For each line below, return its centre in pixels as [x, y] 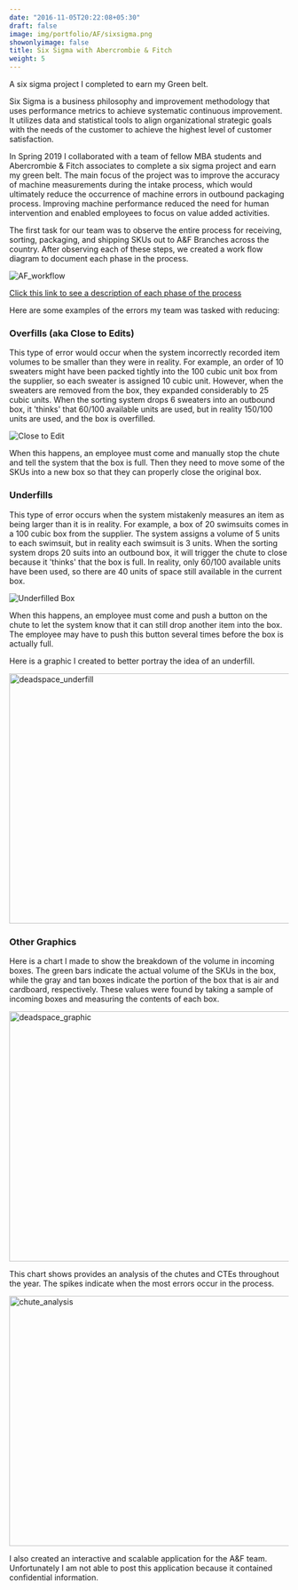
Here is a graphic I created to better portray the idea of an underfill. [132, 661]
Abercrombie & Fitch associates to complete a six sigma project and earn [143, 166]
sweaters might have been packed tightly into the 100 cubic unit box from [143, 372]
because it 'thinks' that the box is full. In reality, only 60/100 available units [145, 562]
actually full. [31, 643]
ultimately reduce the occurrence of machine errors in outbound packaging [147, 194]
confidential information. [54, 1577]
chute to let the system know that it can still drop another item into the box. [146, 624]
